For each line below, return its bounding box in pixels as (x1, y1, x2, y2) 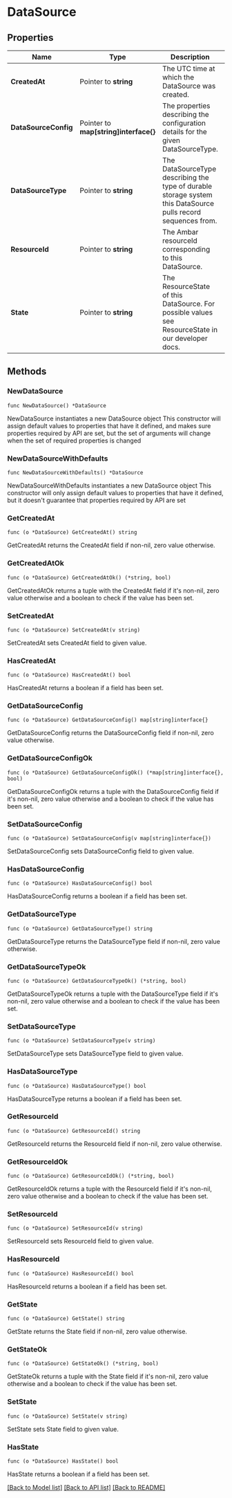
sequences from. (162, 216, 217, 225)
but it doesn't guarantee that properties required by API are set (7, 496, 186, 504)
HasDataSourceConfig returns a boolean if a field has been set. (7, 892, 188, 900)
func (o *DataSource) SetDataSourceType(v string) (7, 1037, 156, 1044)
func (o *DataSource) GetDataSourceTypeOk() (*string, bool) (7, 977, 187, 984)
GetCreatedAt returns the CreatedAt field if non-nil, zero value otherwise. (7, 541, 215, 550)
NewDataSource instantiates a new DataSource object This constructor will (7, 414, 221, 423)
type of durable (162, 181, 213, 191)
